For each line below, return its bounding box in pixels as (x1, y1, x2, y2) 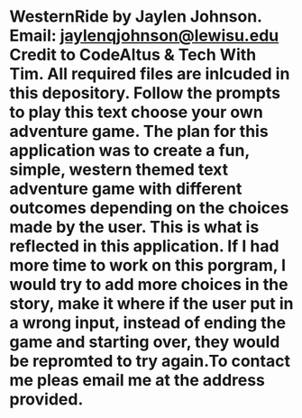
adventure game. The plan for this (9, 122, 269, 141)
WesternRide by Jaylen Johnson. (9, 6, 262, 27)
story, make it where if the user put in (9, 294, 294, 314)
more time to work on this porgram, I (9, 255, 287, 276)
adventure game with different (9, 178, 243, 199)
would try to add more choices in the (9, 275, 288, 295)
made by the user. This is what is (9, 217, 260, 238)
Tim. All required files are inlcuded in (9, 64, 290, 85)
